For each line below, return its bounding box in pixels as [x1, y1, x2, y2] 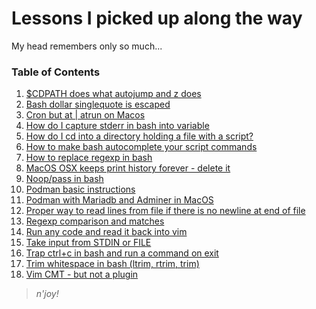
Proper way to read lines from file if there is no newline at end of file [25, 205, 306, 217]
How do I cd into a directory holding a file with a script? [25, 130, 254, 142]
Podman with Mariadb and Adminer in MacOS [25, 194, 214, 206]
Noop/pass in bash [25, 173, 104, 185]
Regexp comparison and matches [25, 215, 165, 227]
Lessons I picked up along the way [11, 7, 303, 30]
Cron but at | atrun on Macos [25, 109, 146, 121]
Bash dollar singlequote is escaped [25, 98, 171, 111]
